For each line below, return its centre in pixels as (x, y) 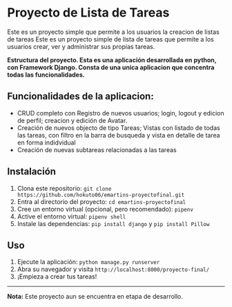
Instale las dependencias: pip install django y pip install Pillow (113, 223)
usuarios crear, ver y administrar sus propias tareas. (81, 46)
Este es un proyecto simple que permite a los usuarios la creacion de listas (113, 32)
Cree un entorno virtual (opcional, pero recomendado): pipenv (105, 209)
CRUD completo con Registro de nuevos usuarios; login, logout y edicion (120, 113)
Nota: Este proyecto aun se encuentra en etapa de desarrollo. (95, 297)
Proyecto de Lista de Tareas (88, 13)
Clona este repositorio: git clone (64, 188)
